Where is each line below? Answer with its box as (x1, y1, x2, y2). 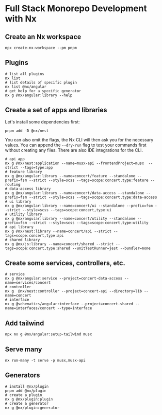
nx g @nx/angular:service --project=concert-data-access (5, 276, 123, 281)
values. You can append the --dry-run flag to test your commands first (5, 142, 146, 148)
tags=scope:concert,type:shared (5, 246, 70, 251)
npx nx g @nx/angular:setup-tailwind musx (5, 332, 92, 337)
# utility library (5, 212, 42, 217)
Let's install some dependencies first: (5, 119, 80, 124)
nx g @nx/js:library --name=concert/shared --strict (5, 242, 114, 246)
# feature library (5, 169, 42, 174)
